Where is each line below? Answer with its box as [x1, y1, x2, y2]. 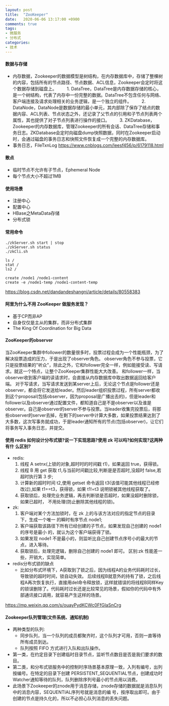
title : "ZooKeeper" [5, 12, 49, 17]
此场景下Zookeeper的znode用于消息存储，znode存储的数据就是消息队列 [12, 683, 162, 689]
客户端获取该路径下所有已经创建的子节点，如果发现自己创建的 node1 [20, 523, 162, 529]
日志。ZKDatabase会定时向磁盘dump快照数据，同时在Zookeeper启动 [17, 129, 161, 136]
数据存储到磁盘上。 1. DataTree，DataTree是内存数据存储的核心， [17, 85, 161, 92]
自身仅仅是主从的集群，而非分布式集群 [12, 319, 92, 325]
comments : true [5, 21, 37, 27]
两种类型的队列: [12, 627, 45, 633]
